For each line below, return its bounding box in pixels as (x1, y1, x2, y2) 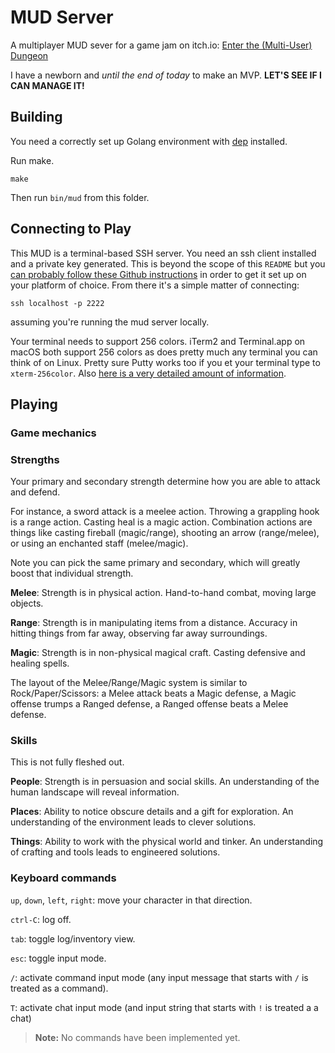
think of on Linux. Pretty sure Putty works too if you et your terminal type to (10, 356, 321, 368)
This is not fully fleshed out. (10, 756, 125, 768)
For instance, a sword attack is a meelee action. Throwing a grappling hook (10, 506, 320, 518)
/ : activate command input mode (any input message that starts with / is (10, 971, 309, 983)
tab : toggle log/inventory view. (10, 932, 136, 945)
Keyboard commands (10, 871, 117, 885)
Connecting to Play (10, 221, 132, 238)
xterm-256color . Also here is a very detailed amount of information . (10, 367, 287, 379)
